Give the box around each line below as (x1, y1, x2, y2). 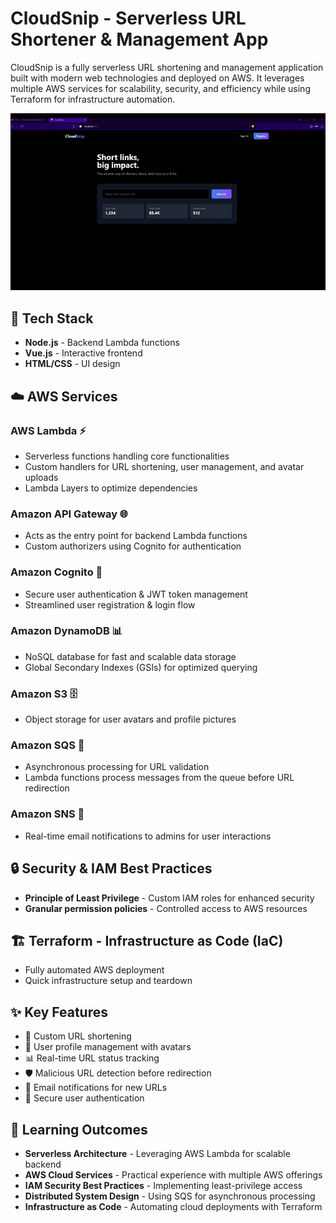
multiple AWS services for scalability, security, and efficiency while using (10, 82, 311, 94)
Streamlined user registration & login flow (24, 598, 196, 611)
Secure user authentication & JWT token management (24, 588, 248, 600)
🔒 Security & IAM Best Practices (10, 860, 213, 877)
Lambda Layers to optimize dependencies (24, 482, 198, 494)
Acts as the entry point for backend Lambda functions (24, 530, 248, 542)
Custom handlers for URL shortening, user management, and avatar (24, 460, 305, 472)
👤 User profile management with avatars (24, 1041, 192, 1053)
